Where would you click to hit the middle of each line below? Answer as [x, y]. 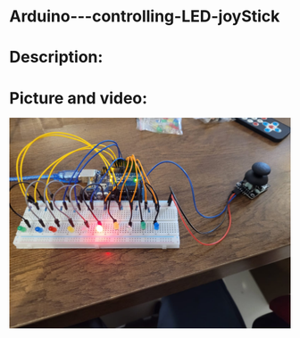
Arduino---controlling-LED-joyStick [145, 16]
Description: [56, 58]
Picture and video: [79, 98]
